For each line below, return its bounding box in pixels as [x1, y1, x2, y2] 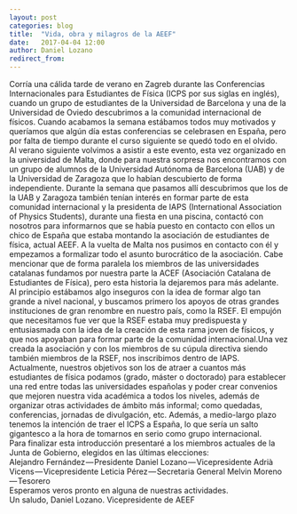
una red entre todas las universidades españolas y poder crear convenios [9, 381, 277, 391]
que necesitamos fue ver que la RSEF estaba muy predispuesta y [9, 315, 247, 325]
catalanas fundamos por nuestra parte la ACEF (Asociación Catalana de [9, 268, 271, 278]
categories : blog [9, 21, 74, 30]
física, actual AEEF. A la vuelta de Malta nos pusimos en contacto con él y [9, 239, 279, 250]
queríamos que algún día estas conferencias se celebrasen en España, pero [9, 126, 286, 136]
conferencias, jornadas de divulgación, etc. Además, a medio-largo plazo [9, 410, 277, 420]
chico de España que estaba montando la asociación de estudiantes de [9, 230, 270, 240]
